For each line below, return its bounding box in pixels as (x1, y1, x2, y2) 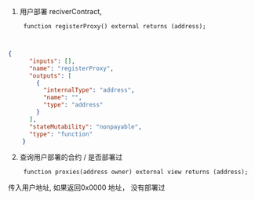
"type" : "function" (28, 130, 93, 138)
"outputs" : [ (28, 71, 72, 80)
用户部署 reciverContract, (19, 7, 102, 16)
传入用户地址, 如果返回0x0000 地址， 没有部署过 (8, 183, 166, 192)
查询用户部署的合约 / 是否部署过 (19, 152, 123, 162)
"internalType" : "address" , (42, 86, 135, 94)
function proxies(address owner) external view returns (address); (23, 168, 249, 176)
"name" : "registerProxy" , (28, 64, 114, 72)
